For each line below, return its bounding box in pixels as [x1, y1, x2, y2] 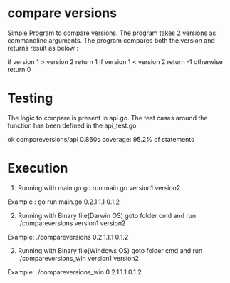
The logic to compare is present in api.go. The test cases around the [7, 113, 208, 122]
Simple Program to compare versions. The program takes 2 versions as [7, 29, 216, 37]
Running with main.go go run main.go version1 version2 [17, 183, 181, 192]
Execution [7, 160, 68, 176]
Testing [7, 91, 53, 106]
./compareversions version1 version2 [17, 219, 126, 227]
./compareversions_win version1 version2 [17, 254, 139, 262]
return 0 [7, 65, 31, 73]
